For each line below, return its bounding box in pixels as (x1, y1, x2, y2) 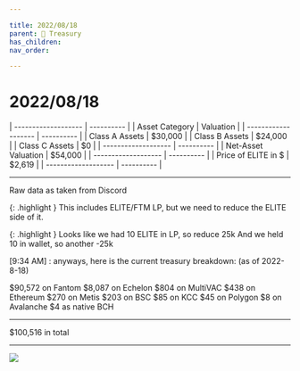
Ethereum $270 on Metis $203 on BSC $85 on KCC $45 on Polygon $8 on (9, 292, 283, 303)
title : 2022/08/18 (9, 21, 78, 29)
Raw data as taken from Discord (9, 185, 128, 196)
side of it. (9, 211, 44, 223)
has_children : (9, 37, 62, 46)
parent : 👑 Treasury (9, 29, 82, 38)
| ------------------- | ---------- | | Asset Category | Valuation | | (9, 121, 246, 132)
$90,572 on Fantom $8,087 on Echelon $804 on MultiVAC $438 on (9, 283, 256, 293)
